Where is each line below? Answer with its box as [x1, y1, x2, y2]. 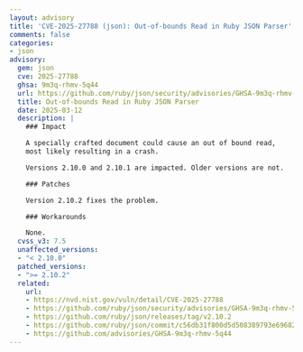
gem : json [17, 64, 54, 73]
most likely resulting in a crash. [25, 147, 160, 156]
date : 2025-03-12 [17, 106, 83, 115]
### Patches [25, 180, 70, 189]
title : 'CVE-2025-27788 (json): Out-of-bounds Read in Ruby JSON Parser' [9, 22, 293, 31]
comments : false [9, 30, 70, 39]
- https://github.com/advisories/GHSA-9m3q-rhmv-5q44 [25, 329, 232, 338]
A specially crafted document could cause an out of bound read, [25, 139, 277, 148]
